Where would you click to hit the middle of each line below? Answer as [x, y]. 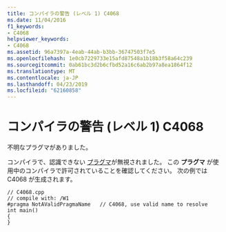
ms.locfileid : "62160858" [44, 90]
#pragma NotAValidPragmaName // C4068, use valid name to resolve [107, 204]
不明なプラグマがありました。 [49, 147]
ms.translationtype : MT [41, 71]
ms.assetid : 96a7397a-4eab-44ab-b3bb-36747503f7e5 [81, 52]
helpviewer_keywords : [38, 39]
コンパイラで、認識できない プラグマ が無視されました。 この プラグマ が [110, 162]
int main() [23, 211]
